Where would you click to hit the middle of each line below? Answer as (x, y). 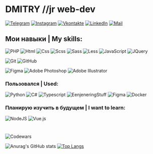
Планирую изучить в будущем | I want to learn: (65, 108)
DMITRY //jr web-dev (50, 9)
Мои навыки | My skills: (44, 39)
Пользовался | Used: (32, 84)
